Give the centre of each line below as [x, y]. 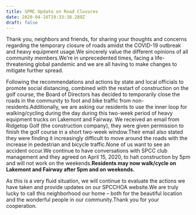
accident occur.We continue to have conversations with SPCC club [87, 151]
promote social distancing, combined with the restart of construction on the [97, 88]
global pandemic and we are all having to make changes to [106, 64]
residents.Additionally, [33, 107]
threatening [20, 64]
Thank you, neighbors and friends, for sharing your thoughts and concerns [97, 39]
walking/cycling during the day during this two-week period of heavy [89, 113]
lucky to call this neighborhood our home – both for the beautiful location [94, 193]
